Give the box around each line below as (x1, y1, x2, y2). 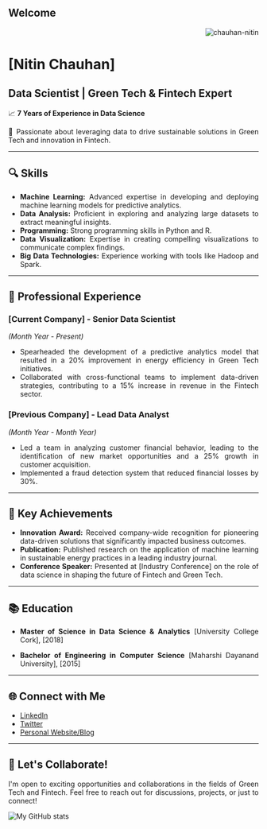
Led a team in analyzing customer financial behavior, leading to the (19, 443, 259, 452)
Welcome (8, 6, 56, 20)
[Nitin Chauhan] (8, 56, 115, 73)
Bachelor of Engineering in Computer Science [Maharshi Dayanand (19, 651, 259, 660)
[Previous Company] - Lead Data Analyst (8, 409, 169, 420)
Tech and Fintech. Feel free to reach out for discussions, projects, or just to (8, 787, 259, 797)
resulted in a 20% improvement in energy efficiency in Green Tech (19, 355, 259, 365)
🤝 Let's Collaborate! (8, 758, 109, 772)
